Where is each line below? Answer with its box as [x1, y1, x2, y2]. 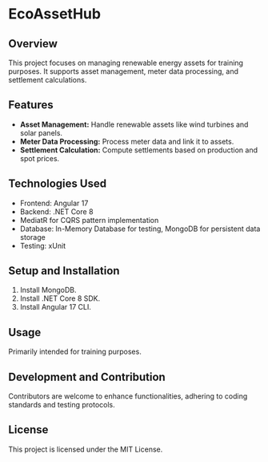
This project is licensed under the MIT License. [8, 444, 163, 454]
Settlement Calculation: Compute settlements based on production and [19, 145, 258, 155]
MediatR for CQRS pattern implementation [19, 215, 159, 225]
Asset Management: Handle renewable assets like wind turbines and [19, 120, 249, 129]
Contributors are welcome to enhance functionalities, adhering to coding [8, 391, 248, 401]
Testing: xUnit [19, 241, 66, 250]
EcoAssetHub [8, 5, 102, 23]
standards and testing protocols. [8, 400, 115, 410]
